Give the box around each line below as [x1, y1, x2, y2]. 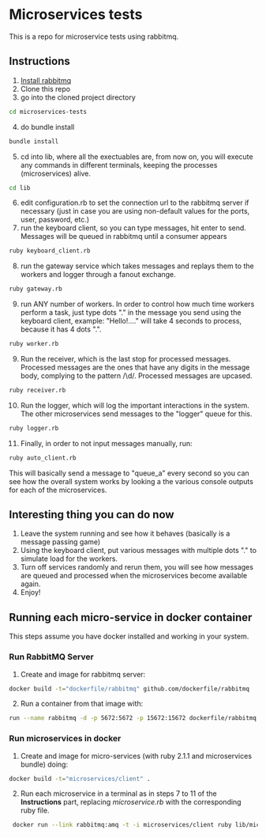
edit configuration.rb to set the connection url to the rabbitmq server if [20, 198, 249, 207]
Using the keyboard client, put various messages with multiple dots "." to [20, 546, 257, 555]
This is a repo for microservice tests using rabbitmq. [9, 32, 179, 41]
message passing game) [20, 537, 101, 547]
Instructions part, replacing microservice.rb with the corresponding [20, 797, 242, 807]
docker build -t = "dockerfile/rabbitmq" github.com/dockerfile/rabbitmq [9, 684, 249, 693]
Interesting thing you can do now [9, 508, 174, 521]
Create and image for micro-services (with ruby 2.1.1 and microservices [20, 751, 252, 760]
